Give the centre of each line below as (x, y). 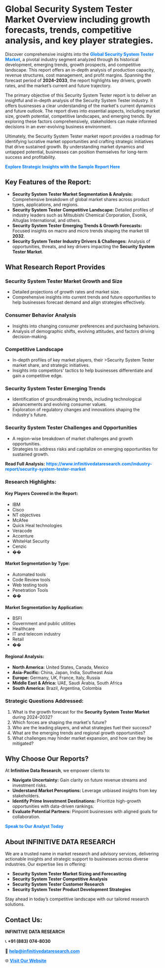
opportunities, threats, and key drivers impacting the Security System (83, 246)
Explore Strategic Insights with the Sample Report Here (63, 167)
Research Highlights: (31, 482)
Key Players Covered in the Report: (42, 494)
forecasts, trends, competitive (68, 30)
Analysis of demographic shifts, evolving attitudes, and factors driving (83, 331)
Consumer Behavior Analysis (41, 315)
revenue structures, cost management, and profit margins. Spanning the (78, 75)
